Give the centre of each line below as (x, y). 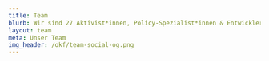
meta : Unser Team (37, 38)
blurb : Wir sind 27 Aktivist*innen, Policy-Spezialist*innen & (116, 23)
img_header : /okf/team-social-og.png (71, 45)
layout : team (30, 30)
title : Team (28, 15)
